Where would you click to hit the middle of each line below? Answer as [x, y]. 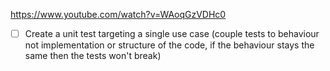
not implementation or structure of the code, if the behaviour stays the [169, 45]
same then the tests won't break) [93, 56]
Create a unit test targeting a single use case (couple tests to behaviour [172, 33]
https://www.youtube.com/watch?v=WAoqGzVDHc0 [118, 14]
